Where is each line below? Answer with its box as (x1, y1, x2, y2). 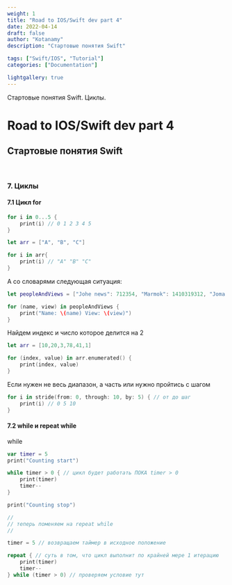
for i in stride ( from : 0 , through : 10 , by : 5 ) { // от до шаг (7, 394, 191, 401)
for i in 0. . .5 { (7, 214, 58, 221)
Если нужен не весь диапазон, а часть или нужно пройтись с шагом (7, 380, 210, 388)
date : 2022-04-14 (7, 23, 58, 30)
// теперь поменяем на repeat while (7, 520, 113, 527)
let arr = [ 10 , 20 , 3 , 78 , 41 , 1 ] (7, 342, 92, 349)
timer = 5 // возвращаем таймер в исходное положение (7, 540, 167, 547)
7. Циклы (7, 181, 39, 191)
